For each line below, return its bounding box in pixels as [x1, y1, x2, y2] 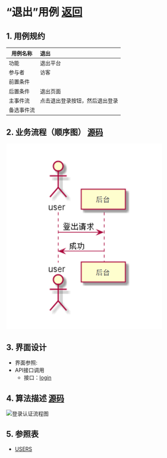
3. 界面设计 [6, 342, 47, 352]
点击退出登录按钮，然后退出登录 [40, 96, 118, 104]
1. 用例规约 [6, 31, 46, 41]
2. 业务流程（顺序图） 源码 [6, 127, 103, 137]
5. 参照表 [6, 429, 39, 440]
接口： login [23, 374, 52, 381]
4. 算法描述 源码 [6, 393, 64, 403]
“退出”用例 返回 [6, 5, 83, 19]
